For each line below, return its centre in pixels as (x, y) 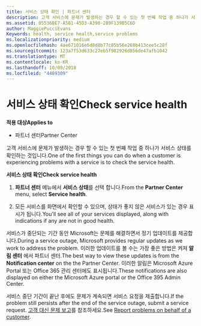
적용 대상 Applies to (29, 122)
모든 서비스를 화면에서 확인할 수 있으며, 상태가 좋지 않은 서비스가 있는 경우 (101, 207)
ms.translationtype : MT (36, 56)
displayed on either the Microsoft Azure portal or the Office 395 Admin (94, 277)
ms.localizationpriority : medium (48, 40)
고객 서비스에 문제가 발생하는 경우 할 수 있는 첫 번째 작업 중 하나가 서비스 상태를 (99, 148)
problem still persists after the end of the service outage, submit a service (97, 303)
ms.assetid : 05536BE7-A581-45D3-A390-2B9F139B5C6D (71, 23)
